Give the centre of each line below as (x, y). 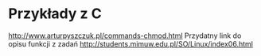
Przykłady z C (55, 14)
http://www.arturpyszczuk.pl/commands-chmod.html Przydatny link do (125, 35)
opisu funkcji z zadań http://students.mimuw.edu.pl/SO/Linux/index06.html (130, 43)
